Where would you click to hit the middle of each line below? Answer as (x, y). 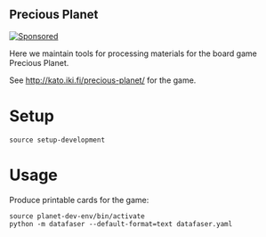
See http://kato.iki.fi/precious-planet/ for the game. (103, 80)
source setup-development (57, 140)
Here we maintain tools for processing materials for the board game (133, 53)
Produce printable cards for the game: (79, 200)
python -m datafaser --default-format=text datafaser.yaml (121, 224)
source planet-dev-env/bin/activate (77, 216)
